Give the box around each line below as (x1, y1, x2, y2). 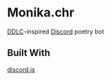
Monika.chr (7, 5, 74, 21)
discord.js (7, 65, 36, 73)
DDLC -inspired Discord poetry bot (7, 27, 105, 36)
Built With (7, 47, 50, 59)
